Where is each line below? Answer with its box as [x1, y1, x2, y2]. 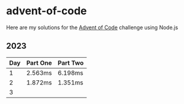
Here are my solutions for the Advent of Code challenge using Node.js [6, 24, 179, 31]
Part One [26, 58, 52, 67]
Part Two [57, 58, 84, 67]
